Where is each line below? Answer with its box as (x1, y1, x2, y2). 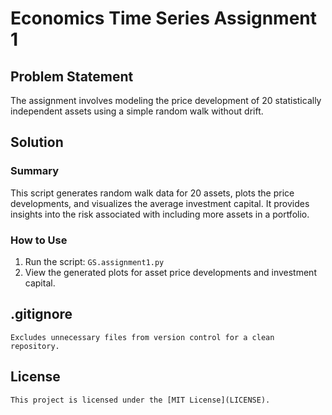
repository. (10, 341, 60, 351)
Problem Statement (10, 68, 134, 85)
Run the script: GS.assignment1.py (24, 255, 165, 267)
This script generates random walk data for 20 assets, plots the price (10, 187, 295, 199)
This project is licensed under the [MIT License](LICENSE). (10, 395, 271, 405)
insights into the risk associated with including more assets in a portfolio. (10, 208, 310, 220)
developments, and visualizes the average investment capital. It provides (10, 197, 310, 209)
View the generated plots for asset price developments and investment (24, 266, 317, 278)
